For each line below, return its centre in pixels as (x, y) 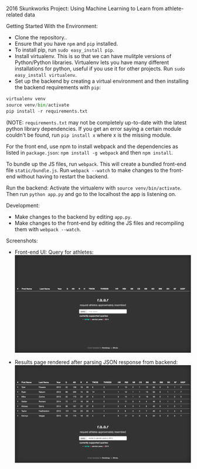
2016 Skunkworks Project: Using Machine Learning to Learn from (85, 9)
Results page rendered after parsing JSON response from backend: (96, 362)
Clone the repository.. (41, 37)
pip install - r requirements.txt (47, 111)
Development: (23, 205)
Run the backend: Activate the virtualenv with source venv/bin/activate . (94, 188)
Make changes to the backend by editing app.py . (73, 217)
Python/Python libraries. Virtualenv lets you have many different (92, 62)
